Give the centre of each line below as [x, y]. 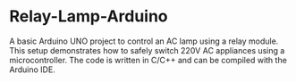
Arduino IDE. [32, 70]
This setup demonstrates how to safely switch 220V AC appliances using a [147, 50]
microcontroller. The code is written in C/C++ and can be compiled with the [148, 60]
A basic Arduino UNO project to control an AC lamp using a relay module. [144, 41]
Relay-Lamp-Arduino [89, 16]
